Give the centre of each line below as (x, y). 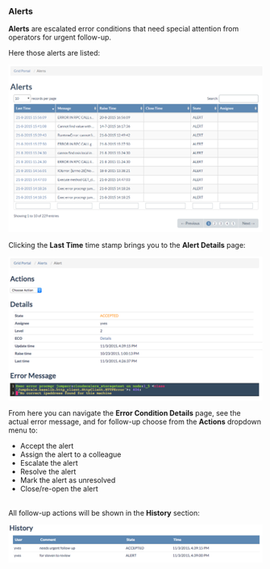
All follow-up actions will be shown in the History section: (104, 513)
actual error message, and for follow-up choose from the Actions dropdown (135, 421)
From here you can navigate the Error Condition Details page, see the (125, 412)
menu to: (23, 430)
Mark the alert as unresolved (68, 480)
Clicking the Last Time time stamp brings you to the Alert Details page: (127, 245)
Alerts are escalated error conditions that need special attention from (124, 29)
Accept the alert (47, 446)
